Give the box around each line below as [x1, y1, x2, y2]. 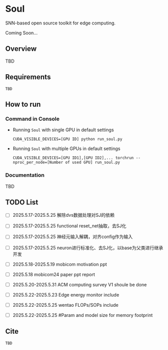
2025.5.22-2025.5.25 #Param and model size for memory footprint [12, 312, 153, 318]
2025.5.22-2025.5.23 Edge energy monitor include [12, 291, 120, 298]
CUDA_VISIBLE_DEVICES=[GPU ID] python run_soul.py [12, 137, 123, 142]
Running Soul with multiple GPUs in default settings [12, 145, 121, 152]
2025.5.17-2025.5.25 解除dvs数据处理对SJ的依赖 [12, 212, 115, 218]
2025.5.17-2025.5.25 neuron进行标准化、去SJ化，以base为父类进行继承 [12, 245, 163, 251]
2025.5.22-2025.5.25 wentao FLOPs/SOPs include [12, 302, 119, 308]
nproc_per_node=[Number [12, 160, 64, 165]
